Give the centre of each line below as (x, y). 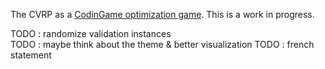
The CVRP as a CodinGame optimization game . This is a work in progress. (162, 14)
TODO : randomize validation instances (91, 33)
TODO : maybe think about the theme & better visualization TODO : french (162, 44)
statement (31, 55)
